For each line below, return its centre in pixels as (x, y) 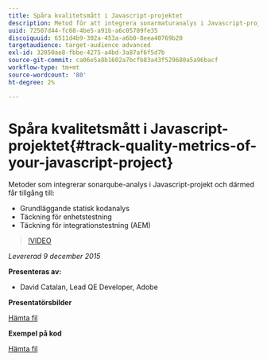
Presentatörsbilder (40, 303)
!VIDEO (39, 241)
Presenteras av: (35, 272)
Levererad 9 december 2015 (54, 257)
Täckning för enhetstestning (66, 217)
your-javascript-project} (91, 162)
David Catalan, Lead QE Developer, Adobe (89, 287)
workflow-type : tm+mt (44, 68)
